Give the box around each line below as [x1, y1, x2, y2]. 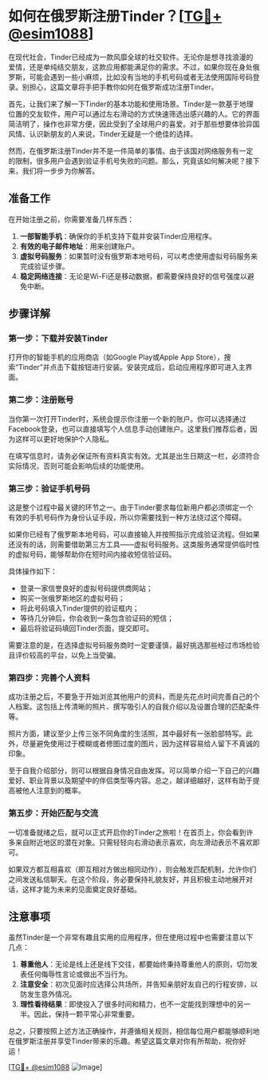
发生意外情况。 [26, 990, 77, 999]
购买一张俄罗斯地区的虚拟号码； [19, 594, 125, 603]
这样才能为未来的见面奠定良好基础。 [22, 884, 141, 894]
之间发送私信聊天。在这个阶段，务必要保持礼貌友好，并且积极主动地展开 [8, 874, 246, 883]
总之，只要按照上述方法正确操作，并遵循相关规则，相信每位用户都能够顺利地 [8, 1026, 260, 1036]
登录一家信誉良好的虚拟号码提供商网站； [19, 584, 153, 594]
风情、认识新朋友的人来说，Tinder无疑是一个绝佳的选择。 [8, 129, 198, 138]
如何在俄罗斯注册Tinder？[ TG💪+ [8, 7, 223, 26]
